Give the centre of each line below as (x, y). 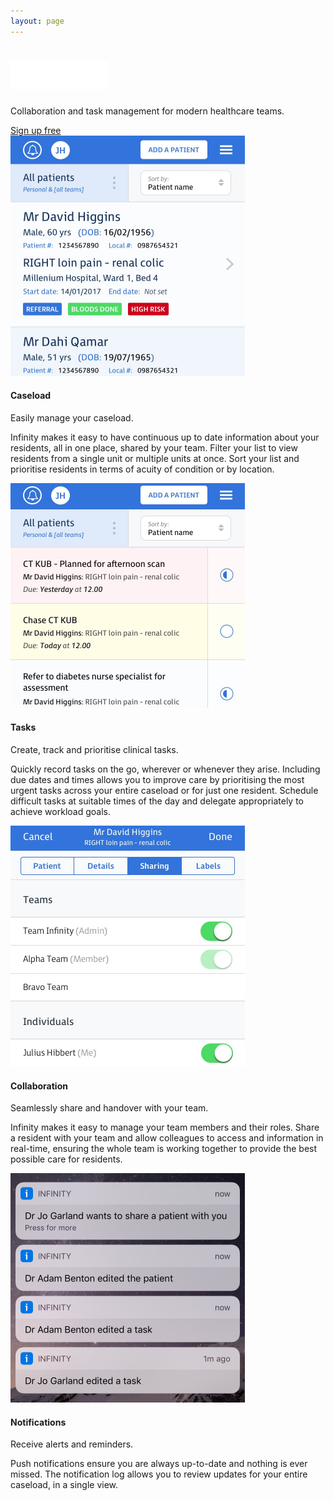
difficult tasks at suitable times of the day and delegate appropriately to (157, 801)
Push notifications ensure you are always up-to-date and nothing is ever (159, 1464)
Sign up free (36, 130)
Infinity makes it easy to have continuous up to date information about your (165, 437)
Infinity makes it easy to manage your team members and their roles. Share (165, 1127)
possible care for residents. (66, 1159)
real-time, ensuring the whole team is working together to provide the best (164, 1149)
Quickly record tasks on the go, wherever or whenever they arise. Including (165, 769)
